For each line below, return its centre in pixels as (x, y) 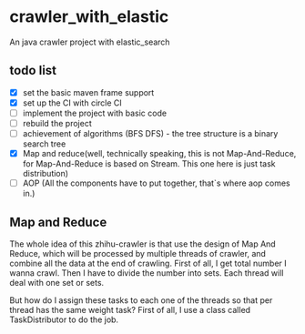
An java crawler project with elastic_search (90, 42)
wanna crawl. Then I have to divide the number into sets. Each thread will (147, 273)
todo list (33, 71)
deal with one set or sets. (57, 283)
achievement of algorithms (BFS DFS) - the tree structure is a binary (150, 133)
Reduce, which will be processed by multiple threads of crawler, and (138, 253)
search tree (44, 144)
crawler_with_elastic (89, 17)
